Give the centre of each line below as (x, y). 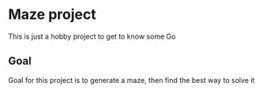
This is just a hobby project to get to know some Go (92, 36)
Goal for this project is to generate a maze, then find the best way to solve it (131, 80)
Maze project (52, 15)
